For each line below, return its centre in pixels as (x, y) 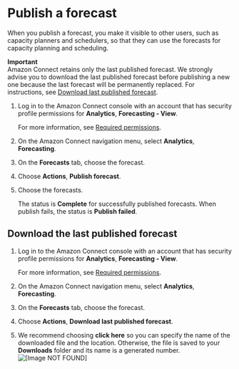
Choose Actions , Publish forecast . (69, 176)
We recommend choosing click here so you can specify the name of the (124, 335)
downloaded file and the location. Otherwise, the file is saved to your (119, 343)
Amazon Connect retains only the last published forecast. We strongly (110, 69)
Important (22, 61)
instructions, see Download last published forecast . (83, 92)
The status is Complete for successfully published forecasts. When (117, 204)
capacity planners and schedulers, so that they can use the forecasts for (114, 40)
